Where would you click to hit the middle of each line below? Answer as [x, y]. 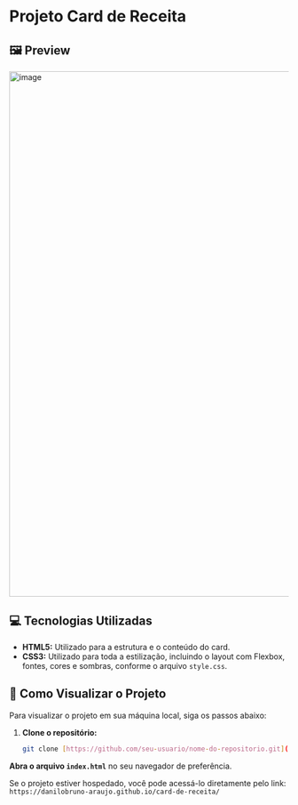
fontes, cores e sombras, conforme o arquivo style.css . [125, 665]
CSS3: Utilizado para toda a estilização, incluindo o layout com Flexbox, [153, 656]
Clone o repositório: [59, 732]
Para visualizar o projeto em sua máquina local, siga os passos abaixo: [138, 715]
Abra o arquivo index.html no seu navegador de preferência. [121, 766]
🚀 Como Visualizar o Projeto [88, 694]
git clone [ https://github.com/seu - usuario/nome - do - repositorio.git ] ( [155, 749]
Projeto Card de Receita [98, 16]
